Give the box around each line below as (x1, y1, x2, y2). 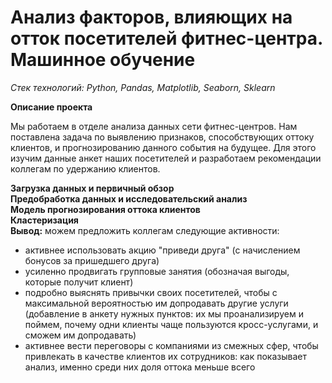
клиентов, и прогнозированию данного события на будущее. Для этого (10, 141, 317, 153)
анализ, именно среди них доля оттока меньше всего (24, 361, 256, 373)
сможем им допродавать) (24, 329, 137, 341)
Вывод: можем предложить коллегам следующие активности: (10, 224, 280, 236)
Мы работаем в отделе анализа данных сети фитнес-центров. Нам (10, 120, 298, 132)
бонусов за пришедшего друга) (24, 254, 160, 266)
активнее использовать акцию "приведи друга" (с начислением (24, 244, 301, 256)
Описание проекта (10, 101, 93, 113)
